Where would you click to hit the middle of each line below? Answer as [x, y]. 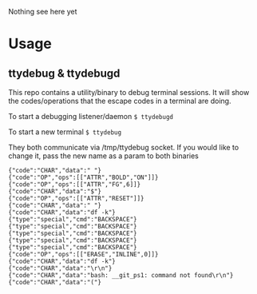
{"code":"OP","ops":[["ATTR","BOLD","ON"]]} [83, 177]
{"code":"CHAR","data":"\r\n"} [60, 268]
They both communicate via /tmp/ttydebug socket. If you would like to [124, 147]
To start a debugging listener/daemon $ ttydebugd [91, 116]
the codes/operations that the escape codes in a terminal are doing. [120, 101]
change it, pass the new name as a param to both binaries [104, 156]
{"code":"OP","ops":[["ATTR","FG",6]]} [75, 185]
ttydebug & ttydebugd [64, 73]
